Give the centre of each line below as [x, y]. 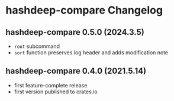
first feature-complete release [51, 85]
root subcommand [37, 46]
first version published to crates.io [56, 92]
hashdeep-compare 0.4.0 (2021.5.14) [76, 71]
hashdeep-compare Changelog [84, 10]
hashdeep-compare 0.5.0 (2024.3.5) [75, 32]
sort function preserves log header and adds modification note [91, 53]
